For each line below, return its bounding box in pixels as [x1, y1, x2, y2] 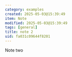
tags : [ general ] [5, 25, 37, 30]
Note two [5, 47, 23, 53]
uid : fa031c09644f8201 [5, 34, 50, 39]
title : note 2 [5, 29, 34, 34]
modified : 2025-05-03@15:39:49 [5, 20, 68, 26]
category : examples [5, 7, 44, 12]
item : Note [5, 16, 27, 21]
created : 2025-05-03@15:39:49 [5, 12, 66, 16]
